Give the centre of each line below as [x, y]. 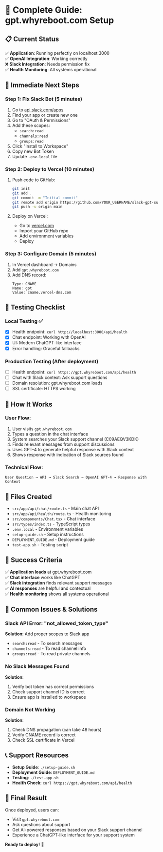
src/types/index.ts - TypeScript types [51, 524]
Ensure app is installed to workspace [49, 697]
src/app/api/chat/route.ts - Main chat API [55, 508]
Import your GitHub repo [44, 231]
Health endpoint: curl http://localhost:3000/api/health [70, 332]
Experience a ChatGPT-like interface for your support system [73, 835]
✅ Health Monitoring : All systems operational [51, 70]
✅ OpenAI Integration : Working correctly [46, 59]
